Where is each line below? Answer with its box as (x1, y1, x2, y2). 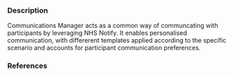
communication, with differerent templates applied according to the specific (7, 36, 227, 45)
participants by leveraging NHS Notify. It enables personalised (7, 29, 187, 37)
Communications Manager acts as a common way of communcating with (7, 22, 219, 30)
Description (7, 6, 48, 15)
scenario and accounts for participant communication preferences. (7, 44, 201, 52)
